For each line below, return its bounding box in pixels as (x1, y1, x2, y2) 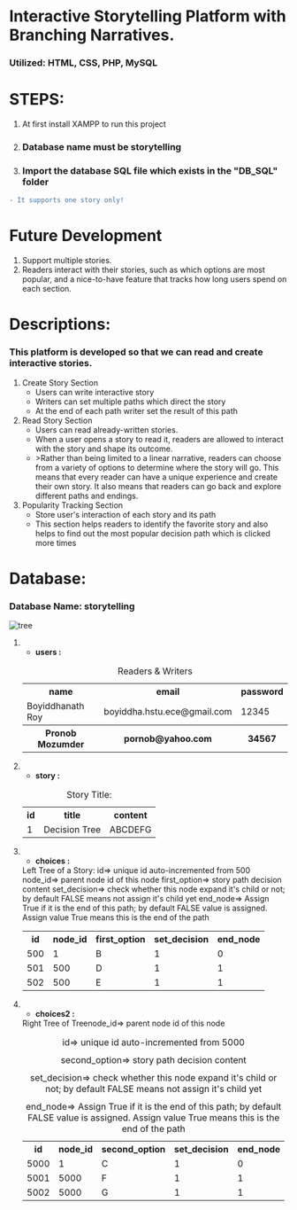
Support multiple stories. (21, 255, 112, 266)
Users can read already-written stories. (34, 424, 179, 435)
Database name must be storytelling (21, 140, 182, 152)
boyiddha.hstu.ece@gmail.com (103, 706, 232, 718)
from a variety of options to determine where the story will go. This (34, 462, 279, 472)
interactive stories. (9, 357, 93, 370)
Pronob (45, 727, 77, 739)
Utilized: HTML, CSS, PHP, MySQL (9, 57, 158, 69)
